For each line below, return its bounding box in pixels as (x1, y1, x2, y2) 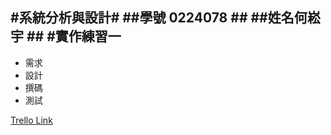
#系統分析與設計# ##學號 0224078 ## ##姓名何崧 (10, 9, 321, 27)
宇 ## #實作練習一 (10, 28, 122, 45)
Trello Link (10, 114, 53, 126)
